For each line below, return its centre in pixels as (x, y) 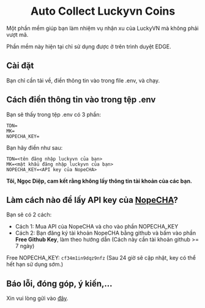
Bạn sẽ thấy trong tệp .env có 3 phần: (54, 114)
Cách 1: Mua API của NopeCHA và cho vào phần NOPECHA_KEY (97, 227)
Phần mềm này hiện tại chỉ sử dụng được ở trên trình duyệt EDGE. (89, 46)
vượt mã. (17, 34)
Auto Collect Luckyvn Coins (103, 11)
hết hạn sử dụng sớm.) (35, 265)
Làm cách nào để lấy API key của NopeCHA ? (92, 200)
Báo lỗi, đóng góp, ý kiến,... (59, 283)
